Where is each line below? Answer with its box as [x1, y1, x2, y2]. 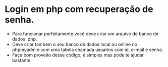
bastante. [12, 57, 32, 63]
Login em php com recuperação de [5, 3, 153, 15]
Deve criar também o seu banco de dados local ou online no [12, 41, 137, 47]
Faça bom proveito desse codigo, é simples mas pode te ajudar [12, 51, 144, 58]
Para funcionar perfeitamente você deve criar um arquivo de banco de [12, 30, 159, 36]
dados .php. [12, 36, 37, 42]
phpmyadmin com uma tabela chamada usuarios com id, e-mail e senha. [12, 46, 163, 52]
